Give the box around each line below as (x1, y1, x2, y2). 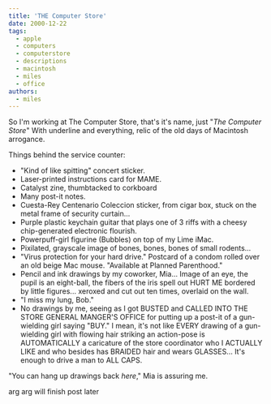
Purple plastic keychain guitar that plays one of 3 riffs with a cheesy (19, 217, 247, 227)
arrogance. (8, 135, 45, 144)
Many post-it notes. (19, 191, 86, 201)
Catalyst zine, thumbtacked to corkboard (19, 183, 157, 193)
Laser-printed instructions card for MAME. (19, 174, 162, 184)
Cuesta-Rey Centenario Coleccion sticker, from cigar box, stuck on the (19, 200, 257, 210)
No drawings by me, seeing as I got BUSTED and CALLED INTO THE (19, 303, 249, 313)
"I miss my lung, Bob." (19, 295, 95, 305)
